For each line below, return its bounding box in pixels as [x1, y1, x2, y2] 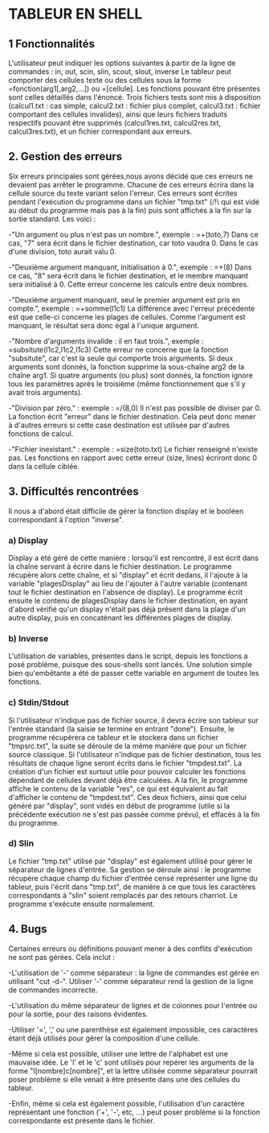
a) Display [8, 534, 48, 546]
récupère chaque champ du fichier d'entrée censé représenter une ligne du [8, 873, 259, 883]
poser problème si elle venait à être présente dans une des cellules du [8, 1074, 241, 1084]
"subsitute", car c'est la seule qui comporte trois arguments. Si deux [8, 353, 234, 363]
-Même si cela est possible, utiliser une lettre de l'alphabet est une [8, 1049, 229, 1058]
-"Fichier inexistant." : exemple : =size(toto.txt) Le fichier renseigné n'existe [8, 444, 259, 454]
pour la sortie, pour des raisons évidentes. [8, 1009, 149, 1019]
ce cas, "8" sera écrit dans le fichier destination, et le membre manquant [8, 270, 249, 280]
